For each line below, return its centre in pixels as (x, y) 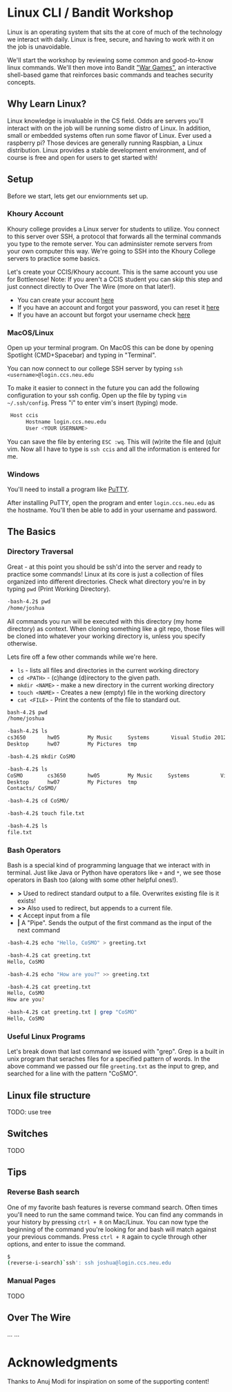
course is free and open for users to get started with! (82, 157)
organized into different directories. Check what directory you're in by (106, 581)
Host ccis (24, 416)
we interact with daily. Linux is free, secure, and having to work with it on (111, 39)
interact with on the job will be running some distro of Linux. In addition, (109, 128)
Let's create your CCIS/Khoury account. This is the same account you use (113, 272)
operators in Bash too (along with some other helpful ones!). (93, 880)
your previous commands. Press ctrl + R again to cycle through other (107, 1236)
